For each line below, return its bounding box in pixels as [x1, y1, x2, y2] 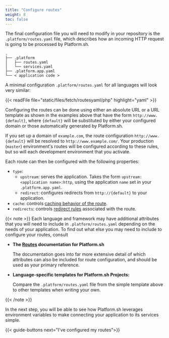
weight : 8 [5, 12, 26, 17]
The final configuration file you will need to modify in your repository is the [5, 31, 160, 37]
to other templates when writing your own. [12, 287, 101, 293]
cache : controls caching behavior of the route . [12, 200, 107, 207]
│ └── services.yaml [5, 64, 53, 70]
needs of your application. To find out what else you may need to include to [5, 227, 162, 233]
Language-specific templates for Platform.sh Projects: [12, 272, 130, 278]
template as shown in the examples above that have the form [5, 112, 132, 119]
